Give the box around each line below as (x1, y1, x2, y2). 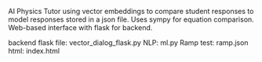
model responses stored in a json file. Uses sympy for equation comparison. (8, 15, 255, 24)
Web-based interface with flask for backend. (8, 23, 153, 32)
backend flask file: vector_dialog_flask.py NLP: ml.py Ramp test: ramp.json (8, 38, 249, 47)
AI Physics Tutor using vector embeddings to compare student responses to (8, 7, 254, 15)
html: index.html (8, 46, 60, 55)
